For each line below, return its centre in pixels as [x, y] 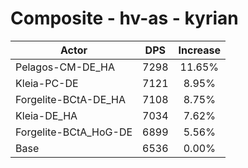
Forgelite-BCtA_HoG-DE [74, 132]
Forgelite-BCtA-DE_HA [71, 99]
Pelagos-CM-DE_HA [65, 67]
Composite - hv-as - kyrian [124, 18]
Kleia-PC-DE [47, 83]
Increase [200, 50]
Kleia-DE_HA [46, 115]
